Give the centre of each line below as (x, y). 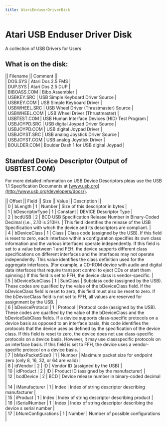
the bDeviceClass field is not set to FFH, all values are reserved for (74, 297)
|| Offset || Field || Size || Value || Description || (53, 201)
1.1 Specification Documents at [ (38, 186)
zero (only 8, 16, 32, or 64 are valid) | (43, 360)
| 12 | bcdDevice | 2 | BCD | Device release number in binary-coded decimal (83, 376)
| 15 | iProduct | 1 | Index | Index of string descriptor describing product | (79, 397)
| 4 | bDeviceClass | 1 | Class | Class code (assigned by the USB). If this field (83, 233)
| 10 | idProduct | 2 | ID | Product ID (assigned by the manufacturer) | (75, 371)
